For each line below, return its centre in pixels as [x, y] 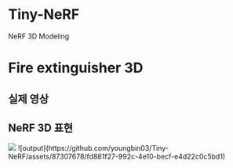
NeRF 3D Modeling [39, 36]
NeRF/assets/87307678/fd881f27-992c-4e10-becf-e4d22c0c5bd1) [117, 157]
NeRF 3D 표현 [40, 128]
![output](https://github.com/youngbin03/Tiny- [93, 148]
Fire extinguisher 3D [76, 68]
